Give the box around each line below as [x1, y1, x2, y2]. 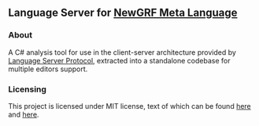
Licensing [8, 84, 47, 95]
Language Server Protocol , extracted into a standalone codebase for [8, 56, 231, 65]
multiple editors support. [8, 64, 88, 74]
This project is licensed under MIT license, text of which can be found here [8, 101, 252, 110]
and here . [8, 110, 39, 119]
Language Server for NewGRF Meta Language [8, 6, 238, 20]
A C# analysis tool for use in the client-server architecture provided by [8, 47, 236, 57]
